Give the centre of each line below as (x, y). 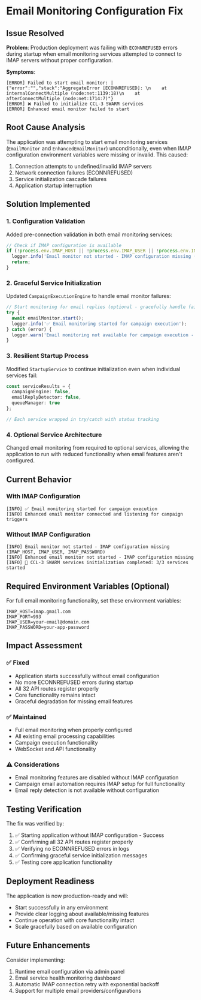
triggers (17, 519)
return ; (21, 262)
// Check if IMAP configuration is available (64, 245)
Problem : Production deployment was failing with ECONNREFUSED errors (92, 47)
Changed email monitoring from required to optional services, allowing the (98, 448)
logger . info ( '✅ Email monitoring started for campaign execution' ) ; (99, 324)
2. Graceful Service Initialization (54, 283)
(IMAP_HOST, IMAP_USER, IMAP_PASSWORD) (56, 552)
